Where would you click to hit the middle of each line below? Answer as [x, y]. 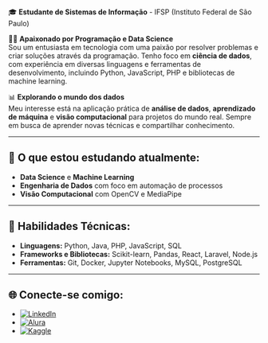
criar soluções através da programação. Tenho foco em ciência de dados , [130, 56]
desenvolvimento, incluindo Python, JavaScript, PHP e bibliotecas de [122, 72]
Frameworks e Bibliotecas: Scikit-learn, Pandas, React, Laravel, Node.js [138, 254]
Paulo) [19, 23]
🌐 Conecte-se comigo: [66, 295]
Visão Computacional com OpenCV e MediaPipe [100, 193]
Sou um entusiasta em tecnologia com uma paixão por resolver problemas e [134, 47]
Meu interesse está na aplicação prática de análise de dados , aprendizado [132, 108]
